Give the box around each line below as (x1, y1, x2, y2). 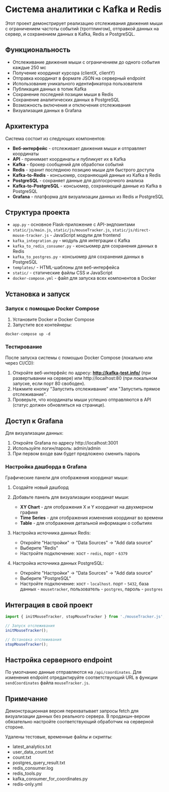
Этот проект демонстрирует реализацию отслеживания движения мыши (5, 20, 163, 26)
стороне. (5, 724, 25, 730)
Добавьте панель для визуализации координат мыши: (12, 494, 129, 501)
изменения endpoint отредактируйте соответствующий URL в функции (5, 674, 158, 680)
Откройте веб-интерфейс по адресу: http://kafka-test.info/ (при (12, 370, 151, 376)
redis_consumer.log (12, 765, 54, 771)
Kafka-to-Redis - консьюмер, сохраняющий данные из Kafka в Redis (12, 172, 161, 178)
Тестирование (5, 343, 43, 350)
